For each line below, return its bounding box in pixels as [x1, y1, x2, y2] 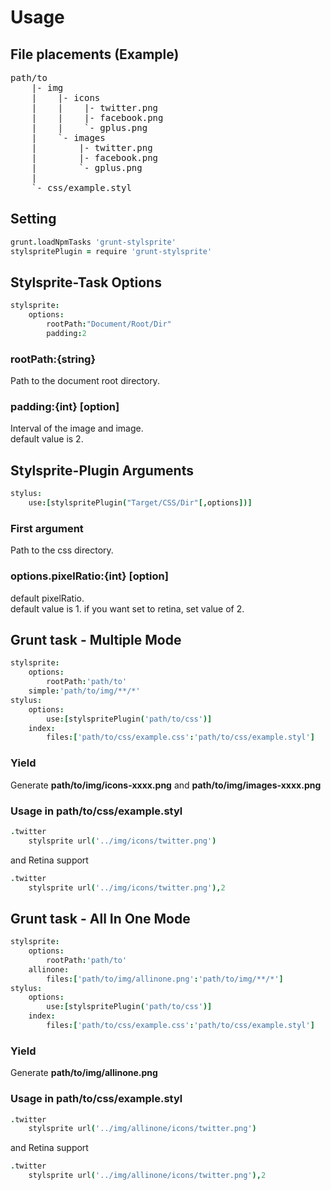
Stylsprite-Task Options [10, 274, 162, 291]
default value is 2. [10, 433, 84, 445]
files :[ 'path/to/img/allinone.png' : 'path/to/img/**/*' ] [46, 974, 284, 984]
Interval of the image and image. [10, 422, 144, 435]
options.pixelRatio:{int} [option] [10, 569, 169, 583]
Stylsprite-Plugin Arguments [10, 462, 194, 479]
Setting [10, 211, 57, 228]
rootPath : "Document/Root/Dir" [46, 319, 172, 330]
